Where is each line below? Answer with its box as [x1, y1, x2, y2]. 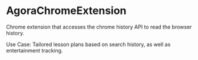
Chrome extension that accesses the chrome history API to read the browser [6, 23, 192, 30]
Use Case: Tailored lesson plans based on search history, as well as [6, 41, 171, 48]
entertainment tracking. [6, 47, 63, 54]
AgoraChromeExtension [6, 4, 127, 17]
